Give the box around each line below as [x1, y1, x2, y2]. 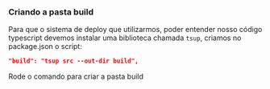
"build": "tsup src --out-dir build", [8, 57, 139, 66]
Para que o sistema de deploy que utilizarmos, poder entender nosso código [8, 25, 263, 34]
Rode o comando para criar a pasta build [8, 71, 143, 82]
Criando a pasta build [8, 6, 94, 18]
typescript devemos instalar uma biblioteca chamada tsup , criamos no [8, 33, 242, 42]
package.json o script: [8, 42, 82, 51]
